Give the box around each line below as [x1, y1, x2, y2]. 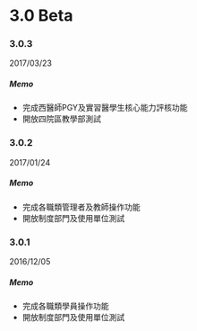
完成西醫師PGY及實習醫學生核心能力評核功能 [21, 103, 188, 113]
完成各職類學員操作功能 [21, 300, 109, 311]
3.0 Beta [9, 5, 73, 26]
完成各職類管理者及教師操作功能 [21, 201, 141, 212]
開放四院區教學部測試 [21, 113, 101, 124]
